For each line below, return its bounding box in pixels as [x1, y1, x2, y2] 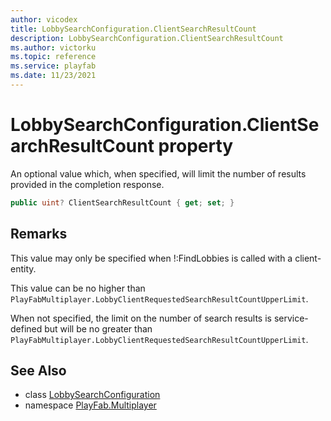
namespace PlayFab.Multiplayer [24, 399, 157, 411]
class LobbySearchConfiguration [24, 389, 161, 401]
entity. [10, 262, 37, 275]
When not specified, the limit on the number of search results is [10, 312, 272, 324]
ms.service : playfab [10, 61, 97, 71]
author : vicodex [10, 14, 78, 25]
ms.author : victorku [10, 42, 97, 53]
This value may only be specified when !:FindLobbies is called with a [10, 252, 293, 264]
